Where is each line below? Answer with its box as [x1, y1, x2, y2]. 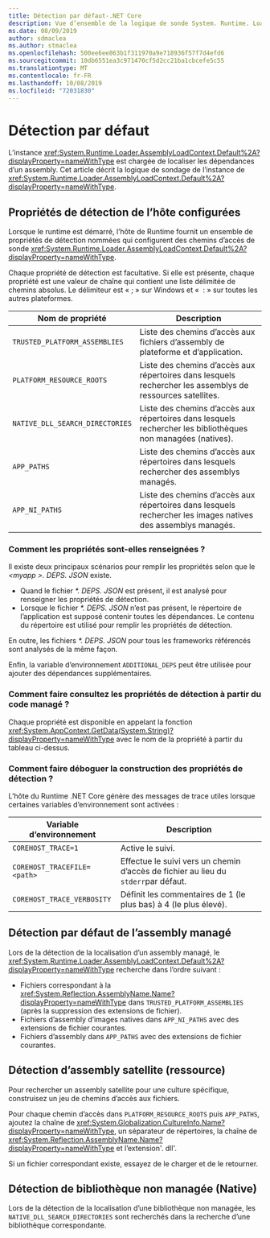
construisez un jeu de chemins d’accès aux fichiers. [8, 1093, 180, 1103]
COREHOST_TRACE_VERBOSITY [12, 895, 112, 904]
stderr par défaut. [120, 876, 187, 887]
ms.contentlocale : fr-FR [8, 72, 92, 80]
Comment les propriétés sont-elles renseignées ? [8, 544, 206, 555]
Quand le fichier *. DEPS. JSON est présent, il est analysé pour [19, 586, 227, 596]
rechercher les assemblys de [139, 380, 249, 391]
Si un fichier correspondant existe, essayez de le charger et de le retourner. [8, 1158, 259, 1168]
